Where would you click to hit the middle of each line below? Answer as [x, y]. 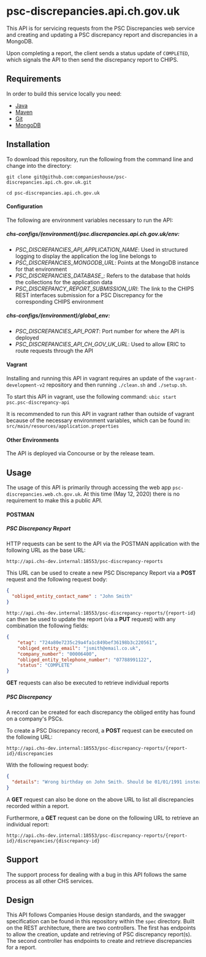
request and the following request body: [57, 580]
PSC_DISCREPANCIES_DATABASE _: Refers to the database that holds [103, 275]
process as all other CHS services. [50, 881]
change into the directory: [39, 165]
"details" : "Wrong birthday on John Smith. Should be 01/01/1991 [97, 782]
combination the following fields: [48, 626]
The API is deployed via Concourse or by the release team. [81, 453]
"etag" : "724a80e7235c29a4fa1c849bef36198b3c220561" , [87, 642]
